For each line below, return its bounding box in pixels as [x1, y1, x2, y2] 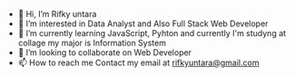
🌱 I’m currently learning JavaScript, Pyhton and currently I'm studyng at [17, 28, 287, 38]
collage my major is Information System [17, 37, 166, 48]
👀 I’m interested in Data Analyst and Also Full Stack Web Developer [17, 18, 269, 29]
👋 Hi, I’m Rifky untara [17, 9, 97, 19]
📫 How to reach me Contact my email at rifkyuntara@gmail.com [17, 57, 260, 68]
